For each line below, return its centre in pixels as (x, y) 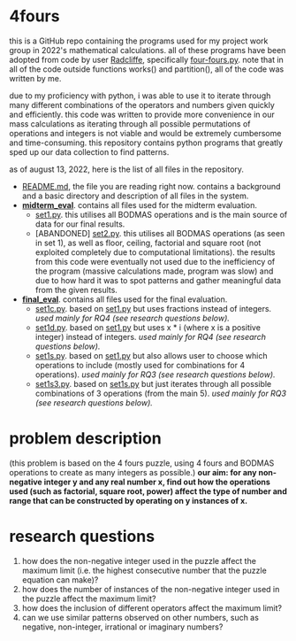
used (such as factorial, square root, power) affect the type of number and (148, 491)
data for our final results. (80, 224)
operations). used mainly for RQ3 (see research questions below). (155, 375)
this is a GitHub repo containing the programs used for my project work (139, 41)
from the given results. (76, 290)
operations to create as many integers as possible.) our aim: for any (133, 472)
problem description (85, 439)
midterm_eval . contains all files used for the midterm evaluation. (140, 205)
